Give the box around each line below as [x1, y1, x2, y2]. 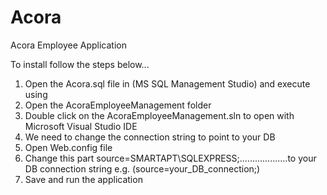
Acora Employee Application [10, 39, 127, 51]
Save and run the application [24, 173, 143, 185]
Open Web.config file [24, 141, 113, 153]
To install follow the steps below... [10, 58, 150, 70]
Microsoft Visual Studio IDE [24, 120, 138, 132]
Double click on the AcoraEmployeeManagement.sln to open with [24, 109, 295, 121]
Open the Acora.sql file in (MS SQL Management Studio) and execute [24, 77, 311, 90]
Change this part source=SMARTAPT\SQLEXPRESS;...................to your [24, 152, 317, 164]
